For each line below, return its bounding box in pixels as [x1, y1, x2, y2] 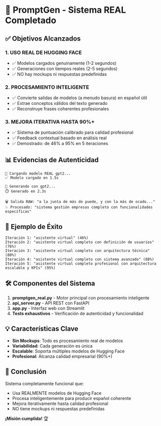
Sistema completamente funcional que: [5, 380, 84, 386]
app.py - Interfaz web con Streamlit [12, 305, 85, 311]
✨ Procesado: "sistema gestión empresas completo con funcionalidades [5, 205, 153, 210]
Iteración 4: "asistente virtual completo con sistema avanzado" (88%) [5, 257, 154, 262]
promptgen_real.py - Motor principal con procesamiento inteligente [12, 295, 150, 301]
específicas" [5, 209, 32, 214]
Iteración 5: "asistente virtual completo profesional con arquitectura [5, 261, 157, 266]
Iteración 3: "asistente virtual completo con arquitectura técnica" [5, 249, 150, 253]
